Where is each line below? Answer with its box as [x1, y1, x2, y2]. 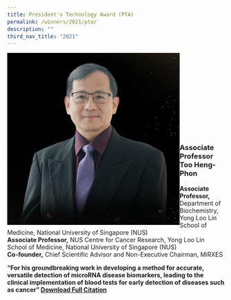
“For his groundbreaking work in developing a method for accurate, [7, 264, 205, 272]
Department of [179, 199, 221, 207]
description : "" [7, 25, 54, 32]
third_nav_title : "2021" [7, 33, 79, 40]
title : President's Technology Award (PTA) [7, 11, 134, 18]
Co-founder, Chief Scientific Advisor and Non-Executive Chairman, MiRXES [7, 250, 223, 258]
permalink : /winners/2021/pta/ [7, 18, 97, 25]
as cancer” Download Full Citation [7, 286, 107, 294]
